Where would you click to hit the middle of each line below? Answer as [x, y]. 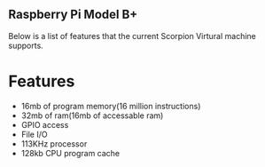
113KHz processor [54, 143]
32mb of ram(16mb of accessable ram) [92, 115]
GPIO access [45, 124]
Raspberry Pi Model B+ [73, 15]
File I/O [34, 134]
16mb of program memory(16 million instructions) [111, 106]
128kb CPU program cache [70, 153]
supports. [26, 45]
